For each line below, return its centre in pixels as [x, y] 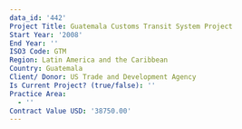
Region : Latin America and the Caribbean [89, 60]
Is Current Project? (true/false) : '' [82, 85]
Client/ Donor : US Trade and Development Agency [103, 77]
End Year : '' [34, 43]
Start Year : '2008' [46, 35]
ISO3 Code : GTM [38, 52]
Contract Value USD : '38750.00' [70, 111]
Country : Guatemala [46, 69]
